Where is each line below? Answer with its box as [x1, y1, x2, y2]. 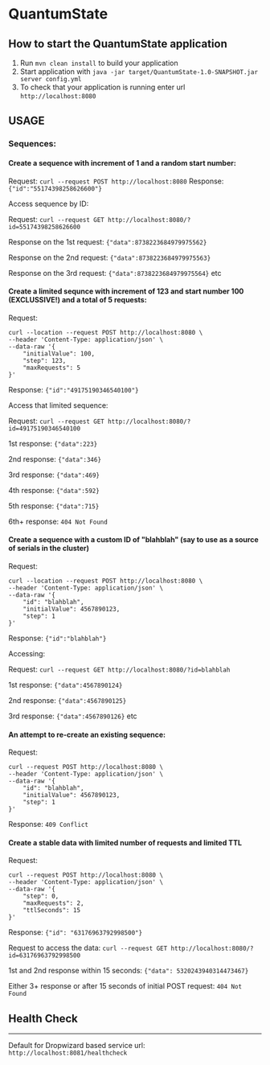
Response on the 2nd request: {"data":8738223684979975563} [8, 253, 211, 262]
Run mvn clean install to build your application [19, 58, 178, 68]
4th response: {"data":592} [8, 485, 100, 495]
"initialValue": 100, [22, 349, 95, 358]
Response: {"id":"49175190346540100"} [8, 384, 139, 394]
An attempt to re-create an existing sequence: [8, 730, 166, 739]
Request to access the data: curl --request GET [8, 943, 168, 953]
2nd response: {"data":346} [8, 454, 102, 463]
